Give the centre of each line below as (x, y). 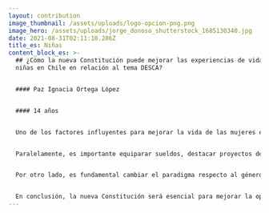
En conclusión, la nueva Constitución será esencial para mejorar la (134, 197)
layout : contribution (44, 16)
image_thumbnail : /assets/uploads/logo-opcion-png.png (102, 23)
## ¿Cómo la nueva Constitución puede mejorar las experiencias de (130, 61)
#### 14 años (37, 111)
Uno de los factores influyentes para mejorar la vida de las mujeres (136, 132)
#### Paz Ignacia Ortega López (68, 89)
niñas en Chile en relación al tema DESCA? (89, 68)
